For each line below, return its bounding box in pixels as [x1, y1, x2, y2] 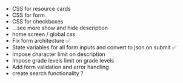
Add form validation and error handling [12, 63, 109, 70]
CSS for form [12, 11, 45, 19]
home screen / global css [12, 31, 76, 38]
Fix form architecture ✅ [12, 37, 71, 44]
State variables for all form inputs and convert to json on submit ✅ [12, 44, 177, 51]
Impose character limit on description [12, 51, 106, 58]
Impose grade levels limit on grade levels [12, 57, 115, 64]
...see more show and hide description [12, 24, 108, 31]
